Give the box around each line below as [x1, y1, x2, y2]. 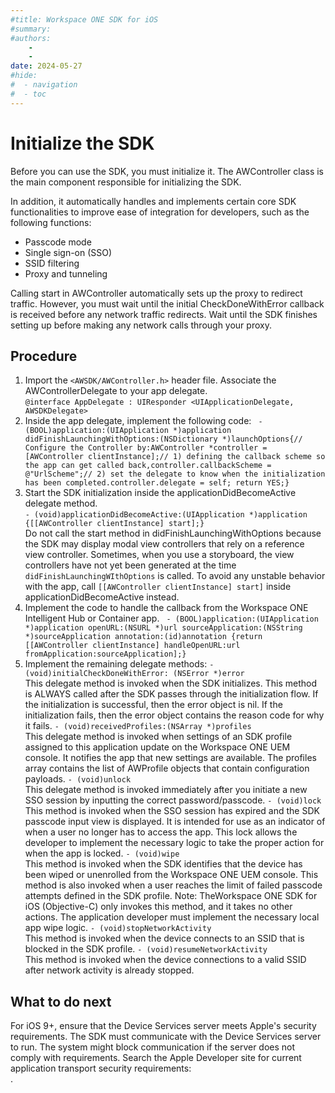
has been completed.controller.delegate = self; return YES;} [24, 478, 290, 488]
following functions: [10, 216, 92, 228]
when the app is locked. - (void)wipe [24, 847, 180, 860]
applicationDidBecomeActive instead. [24, 591, 180, 603]
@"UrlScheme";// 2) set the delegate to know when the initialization [24, 469, 326, 480]
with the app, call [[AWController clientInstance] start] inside [24, 581, 292, 593]
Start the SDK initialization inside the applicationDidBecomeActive [24, 487, 297, 499]
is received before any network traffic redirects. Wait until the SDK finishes [10, 308, 318, 320]
